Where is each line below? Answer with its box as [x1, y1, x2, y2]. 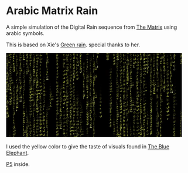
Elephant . [6, 149, 29, 156]
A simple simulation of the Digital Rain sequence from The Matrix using [6, 23, 177, 30]
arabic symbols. [6, 29, 45, 36]
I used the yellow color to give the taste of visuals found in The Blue [6, 143, 170, 150]
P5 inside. [6, 160, 30, 168]
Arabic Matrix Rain [6, 4, 98, 18]
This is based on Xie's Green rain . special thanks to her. [6, 41, 141, 48]
